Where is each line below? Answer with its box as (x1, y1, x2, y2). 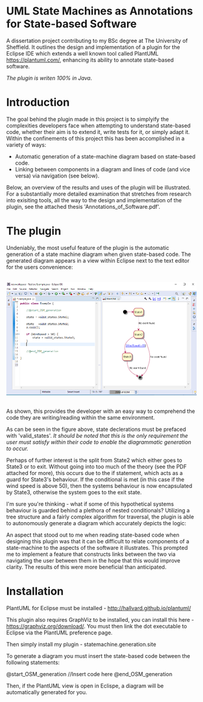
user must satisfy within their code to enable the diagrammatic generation (6, 439, 192, 446)
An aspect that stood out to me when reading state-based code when (6, 531, 179, 538)
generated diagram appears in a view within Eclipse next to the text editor (6, 257, 190, 264)
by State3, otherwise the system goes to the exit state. (6, 489, 142, 496)
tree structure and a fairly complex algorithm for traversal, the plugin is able (6, 513, 195, 520)
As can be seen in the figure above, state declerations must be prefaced (6, 426, 186, 433)
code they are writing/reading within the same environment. (6, 414, 155, 421)
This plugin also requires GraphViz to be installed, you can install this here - (6, 616, 195, 624)
